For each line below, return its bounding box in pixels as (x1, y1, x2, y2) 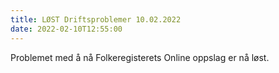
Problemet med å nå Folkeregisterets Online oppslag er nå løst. (10, 51, 270, 63)
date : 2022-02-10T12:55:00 (10, 24, 123, 34)
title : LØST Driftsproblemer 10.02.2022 (10, 14, 182, 25)
